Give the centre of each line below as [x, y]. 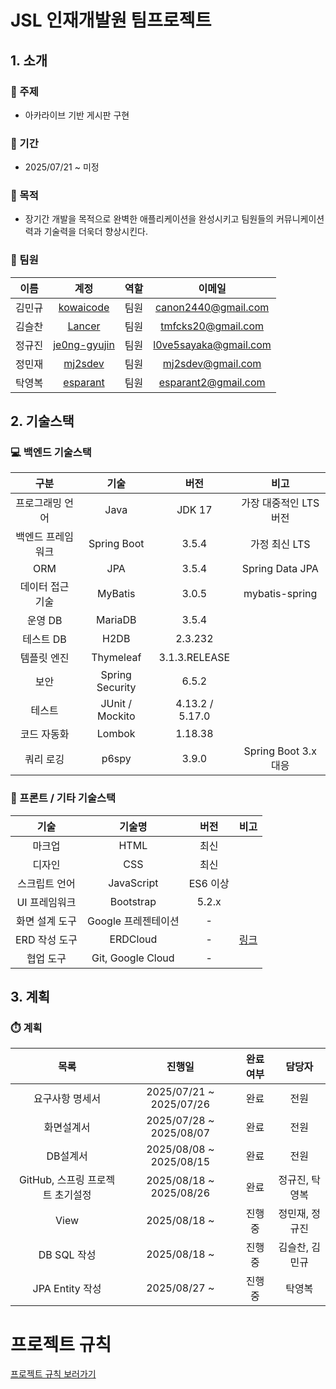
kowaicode [84, 307]
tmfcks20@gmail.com [212, 326]
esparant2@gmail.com [212, 382]
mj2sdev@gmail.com [212, 363]
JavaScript [133, 883]
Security [116, 688]
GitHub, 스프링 [51, 1180]
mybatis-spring [280, 594]
